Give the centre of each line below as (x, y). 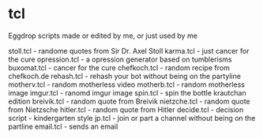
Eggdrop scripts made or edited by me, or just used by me (103, 36)
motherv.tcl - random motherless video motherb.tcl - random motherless (126, 85)
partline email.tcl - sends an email (63, 126)
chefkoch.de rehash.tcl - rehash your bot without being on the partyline (124, 76)
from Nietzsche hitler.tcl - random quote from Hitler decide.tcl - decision (126, 109)
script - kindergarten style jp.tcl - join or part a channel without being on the (132, 118)
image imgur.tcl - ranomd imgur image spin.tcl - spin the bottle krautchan (127, 92)
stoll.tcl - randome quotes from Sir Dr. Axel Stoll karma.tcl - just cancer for (129, 51)
